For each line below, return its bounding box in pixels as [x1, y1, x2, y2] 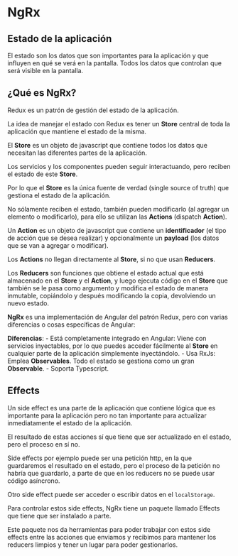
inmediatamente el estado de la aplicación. [7, 418, 133, 427]
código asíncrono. [7, 476, 60, 485]
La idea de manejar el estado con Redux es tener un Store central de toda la [7, 119, 231, 128]
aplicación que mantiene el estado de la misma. [7, 127, 147, 136]
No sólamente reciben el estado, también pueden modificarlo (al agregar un [7, 205, 229, 213]
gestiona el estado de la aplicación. [7, 191, 112, 200]
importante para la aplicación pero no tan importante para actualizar [7, 411, 207, 420]
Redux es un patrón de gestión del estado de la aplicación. [7, 106, 179, 114]
